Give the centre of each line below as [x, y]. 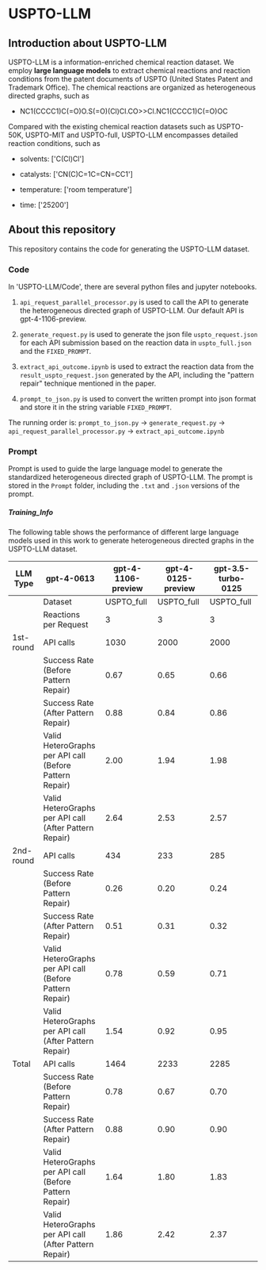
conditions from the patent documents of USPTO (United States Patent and [131, 79]
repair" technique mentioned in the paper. [88, 384]
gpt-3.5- [232, 569]
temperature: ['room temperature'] [76, 190]
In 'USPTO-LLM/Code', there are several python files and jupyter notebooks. [133, 287]
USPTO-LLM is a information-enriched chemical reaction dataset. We [122, 62]
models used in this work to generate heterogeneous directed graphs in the [131, 541]
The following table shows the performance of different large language [123, 532]
